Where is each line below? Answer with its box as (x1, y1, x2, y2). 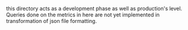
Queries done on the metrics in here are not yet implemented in (6, 11, 160, 18)
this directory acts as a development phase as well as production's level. (6, 5, 183, 12)
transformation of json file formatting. (6, 18, 97, 24)
